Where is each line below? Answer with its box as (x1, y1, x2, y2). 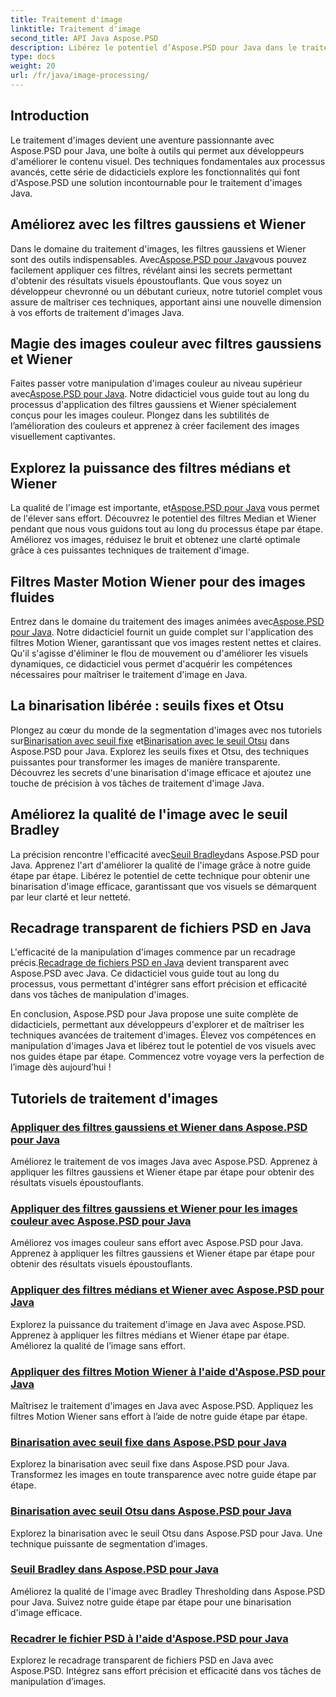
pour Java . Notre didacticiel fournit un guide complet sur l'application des (10, 626, 314, 638)
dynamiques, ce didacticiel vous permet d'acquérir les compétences (10, 657, 293, 670)
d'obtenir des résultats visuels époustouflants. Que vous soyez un (10, 274, 282, 286)
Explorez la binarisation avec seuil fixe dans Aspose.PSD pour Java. (10, 1458, 290, 1470)
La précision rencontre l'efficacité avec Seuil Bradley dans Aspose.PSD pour (10, 848, 320, 860)
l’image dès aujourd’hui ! (10, 1061, 112, 1073)
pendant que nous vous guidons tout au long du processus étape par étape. (10, 523, 324, 535)
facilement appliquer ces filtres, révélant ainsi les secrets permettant (10, 264, 293, 276)
